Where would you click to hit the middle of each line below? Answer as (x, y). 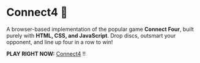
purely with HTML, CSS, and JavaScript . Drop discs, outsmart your (91, 35)
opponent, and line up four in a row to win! (60, 42)
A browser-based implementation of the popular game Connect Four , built (100, 29)
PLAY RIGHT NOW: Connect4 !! (46, 53)
